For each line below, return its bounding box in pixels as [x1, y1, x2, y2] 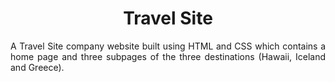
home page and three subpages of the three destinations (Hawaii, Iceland [10, 50, 326, 62]
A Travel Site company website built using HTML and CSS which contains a [10, 40, 326, 52]
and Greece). [10, 61, 65, 73]
